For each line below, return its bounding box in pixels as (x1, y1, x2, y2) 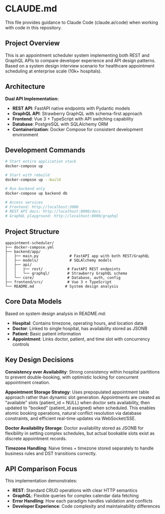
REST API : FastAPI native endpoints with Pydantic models (12, 105, 130, 111)
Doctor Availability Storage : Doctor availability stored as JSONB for (5, 425, 144, 431)
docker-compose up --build (5, 177, 61, 182)
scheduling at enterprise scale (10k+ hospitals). (5, 68, 102, 74)
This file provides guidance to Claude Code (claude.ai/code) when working (5, 19, 159, 25)
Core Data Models (5, 297, 62, 306)
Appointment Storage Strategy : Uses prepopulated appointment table (5, 389, 150, 395)
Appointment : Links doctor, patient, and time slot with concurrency (12, 336, 150, 342)
